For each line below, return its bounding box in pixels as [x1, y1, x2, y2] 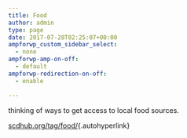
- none [15, 48, 37, 56]
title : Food [8, 11, 47, 20]
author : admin [8, 19, 55, 27]
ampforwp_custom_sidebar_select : [8, 41, 118, 49]
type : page [8, 26, 44, 34]
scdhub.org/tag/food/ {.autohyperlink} [8, 121, 130, 130]
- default [15, 63, 47, 71]
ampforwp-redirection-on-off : [8, 70, 108, 78]
